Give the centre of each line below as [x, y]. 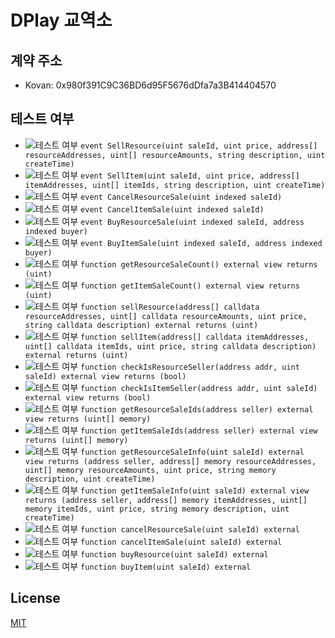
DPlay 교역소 [61, 20]
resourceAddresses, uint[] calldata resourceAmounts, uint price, [166, 316]
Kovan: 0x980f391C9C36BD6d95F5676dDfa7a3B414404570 [150, 85]
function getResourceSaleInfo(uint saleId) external [192, 452]
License [35, 598]
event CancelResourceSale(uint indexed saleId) [181, 197]
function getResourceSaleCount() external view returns [199, 264]
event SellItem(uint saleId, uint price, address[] [190, 176]
